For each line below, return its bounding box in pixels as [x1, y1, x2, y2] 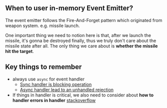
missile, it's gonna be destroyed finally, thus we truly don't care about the [5, 37, 156, 43]
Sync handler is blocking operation [19, 81, 92, 87]
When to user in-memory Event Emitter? [5, 4, 133, 12]
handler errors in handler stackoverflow [12, 97, 96, 103]
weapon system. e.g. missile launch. [5, 22, 80, 28]
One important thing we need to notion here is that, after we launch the [5, 32, 151, 38]
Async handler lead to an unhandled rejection [19, 86, 114, 92]
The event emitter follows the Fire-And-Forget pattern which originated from [5, 17, 162, 23]
